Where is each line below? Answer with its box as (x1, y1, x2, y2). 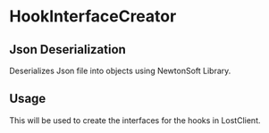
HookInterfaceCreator (9, 6, 177, 27)
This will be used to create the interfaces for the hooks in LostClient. (9, 114, 261, 126)
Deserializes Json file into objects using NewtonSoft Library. (9, 65, 231, 76)
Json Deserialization (9, 42, 127, 57)
